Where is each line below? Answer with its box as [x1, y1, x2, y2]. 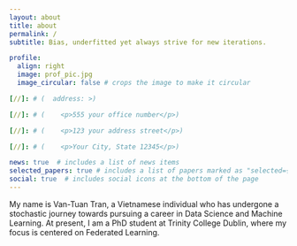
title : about [9, 21, 57, 30]
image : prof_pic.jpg [17, 70, 93, 80]
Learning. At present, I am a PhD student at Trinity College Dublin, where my [9, 218, 287, 228]
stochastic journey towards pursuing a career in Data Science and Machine [9, 208, 283, 219]
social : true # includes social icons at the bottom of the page [9, 174, 259, 184]
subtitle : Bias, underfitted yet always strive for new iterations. [9, 37, 267, 47]
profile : [9, 54, 42, 63]
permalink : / [9, 29, 57, 38]
